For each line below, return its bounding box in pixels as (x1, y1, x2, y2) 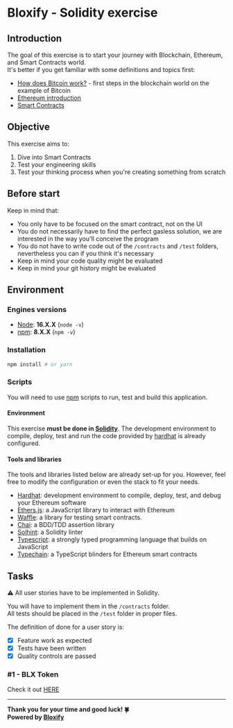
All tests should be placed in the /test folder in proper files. (7, 609, 178, 618)
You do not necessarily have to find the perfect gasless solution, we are (17, 227, 223, 235)
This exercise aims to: (7, 139, 70, 148)
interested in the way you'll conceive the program (17, 234, 159, 243)
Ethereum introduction (17, 94, 82, 102)
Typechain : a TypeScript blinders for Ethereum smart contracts (17, 550, 198, 559)
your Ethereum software (17, 499, 87, 507)
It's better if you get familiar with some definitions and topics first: (7, 66, 196, 73)
